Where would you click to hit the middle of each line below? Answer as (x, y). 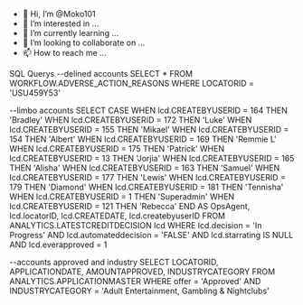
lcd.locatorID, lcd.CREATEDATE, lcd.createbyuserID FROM (118, 216)
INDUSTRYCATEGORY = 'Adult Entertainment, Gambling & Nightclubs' (139, 291)
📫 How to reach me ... (64, 53)
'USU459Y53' (35, 93)
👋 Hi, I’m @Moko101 (59, 14)
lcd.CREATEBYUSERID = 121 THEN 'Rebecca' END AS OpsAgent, (130, 206)
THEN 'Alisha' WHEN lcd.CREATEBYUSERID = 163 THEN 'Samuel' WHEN (145, 168)
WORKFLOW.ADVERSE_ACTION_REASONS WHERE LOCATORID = (132, 83)
